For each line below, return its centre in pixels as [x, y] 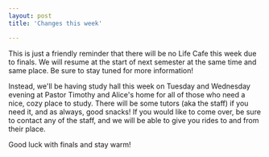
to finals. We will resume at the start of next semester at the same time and [132, 62]
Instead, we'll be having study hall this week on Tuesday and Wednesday [130, 86]
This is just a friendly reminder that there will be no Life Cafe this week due [132, 53]
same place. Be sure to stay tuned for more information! [101, 70]
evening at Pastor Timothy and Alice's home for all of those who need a [127, 94]
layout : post [30, 16]
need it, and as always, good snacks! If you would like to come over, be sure [135, 112]
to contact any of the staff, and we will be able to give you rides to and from [134, 120]
